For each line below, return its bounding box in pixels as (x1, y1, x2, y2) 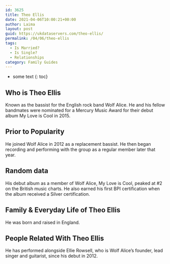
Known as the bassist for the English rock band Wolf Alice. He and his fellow (5, 102, 165, 108)
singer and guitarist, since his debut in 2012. (5, 253, 98, 259)
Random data (5, 167, 48, 175)
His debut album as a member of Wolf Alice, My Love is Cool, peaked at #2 (5, 180, 163, 186)
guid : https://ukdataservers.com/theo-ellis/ (5, 31, 103, 36)
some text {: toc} (12, 73, 48, 80)
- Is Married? (10, 45, 40, 50)
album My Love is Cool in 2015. (5, 113, 71, 119)
